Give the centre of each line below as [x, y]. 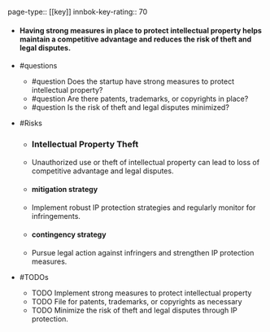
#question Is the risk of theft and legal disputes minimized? [130, 107]
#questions [38, 66]
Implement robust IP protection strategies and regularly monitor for [144, 207]
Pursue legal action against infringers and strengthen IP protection [143, 252]
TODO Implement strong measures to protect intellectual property [142, 293]
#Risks [30, 123]
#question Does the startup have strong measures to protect [133, 81]
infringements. [56, 216]
